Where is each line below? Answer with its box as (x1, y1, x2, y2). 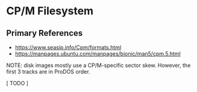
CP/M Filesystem (6, 4, 94, 18)
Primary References (6, 28, 83, 38)
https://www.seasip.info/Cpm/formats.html (14, 44, 122, 51)
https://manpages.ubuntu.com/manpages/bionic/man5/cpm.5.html (14, 50, 181, 57)
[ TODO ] (6, 79, 29, 87)
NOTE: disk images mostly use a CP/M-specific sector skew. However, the (6, 62, 191, 69)
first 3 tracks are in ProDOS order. (6, 68, 90, 75)
